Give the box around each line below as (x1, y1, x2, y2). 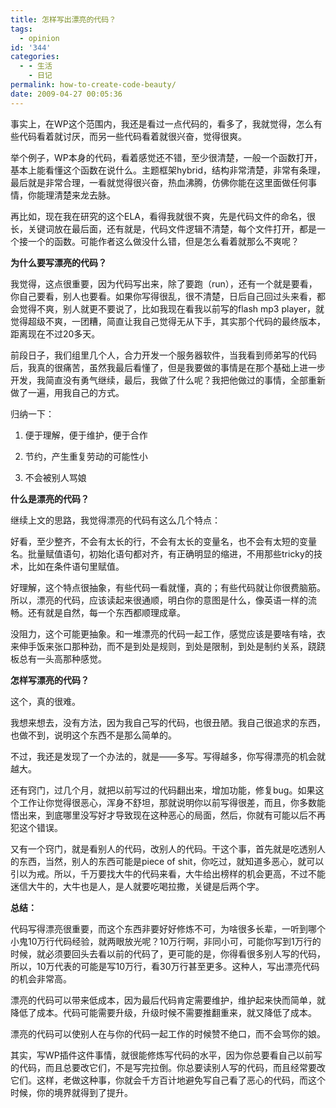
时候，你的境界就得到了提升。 (10, 1086, 133, 1098)
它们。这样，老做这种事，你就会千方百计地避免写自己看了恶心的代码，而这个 (10, 1074, 326, 1086)
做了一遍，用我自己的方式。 (10, 386, 125, 398)
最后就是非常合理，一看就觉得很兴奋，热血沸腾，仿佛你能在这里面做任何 (10, 176, 308, 188)
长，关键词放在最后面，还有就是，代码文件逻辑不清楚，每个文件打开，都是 (10, 222, 317, 235)
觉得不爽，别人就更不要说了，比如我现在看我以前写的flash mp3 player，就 (18, 302, 325, 315)
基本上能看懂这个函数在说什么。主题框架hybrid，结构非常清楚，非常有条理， (10, 164, 326, 176)
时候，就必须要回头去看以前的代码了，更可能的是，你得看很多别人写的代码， (10, 947, 326, 960)
